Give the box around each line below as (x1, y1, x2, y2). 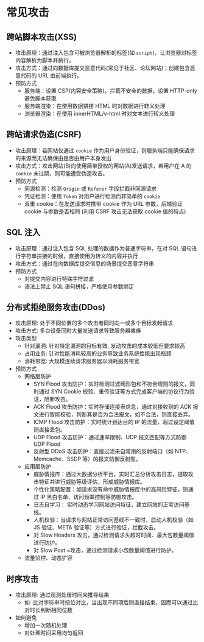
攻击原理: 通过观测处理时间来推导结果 (15, 591, 110, 599)
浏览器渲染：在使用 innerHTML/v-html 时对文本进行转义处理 (24, 110, 175, 117)
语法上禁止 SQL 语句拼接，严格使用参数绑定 (24, 283, 135, 290)
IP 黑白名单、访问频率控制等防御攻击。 (40, 493, 138, 501)
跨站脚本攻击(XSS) (6, 32, 77, 42)
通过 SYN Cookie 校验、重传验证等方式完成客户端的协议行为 (38, 388, 190, 395)
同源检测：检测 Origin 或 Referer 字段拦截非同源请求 (24, 185, 157, 192)
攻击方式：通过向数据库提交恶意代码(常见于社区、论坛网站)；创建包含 (15, 65, 191, 71)
